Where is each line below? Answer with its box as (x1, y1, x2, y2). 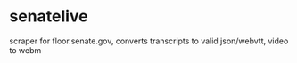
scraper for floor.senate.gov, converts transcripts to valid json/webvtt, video (9, 35, 289, 46)
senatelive (9, 6, 88, 27)
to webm (9, 44, 42, 55)
